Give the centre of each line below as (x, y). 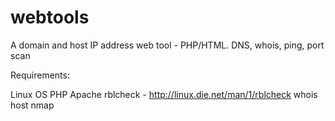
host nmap (32, 105)
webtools (50, 17)
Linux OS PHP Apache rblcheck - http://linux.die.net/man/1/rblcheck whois (164, 94)
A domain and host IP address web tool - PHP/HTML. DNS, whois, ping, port (167, 45)
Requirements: (40, 75)
